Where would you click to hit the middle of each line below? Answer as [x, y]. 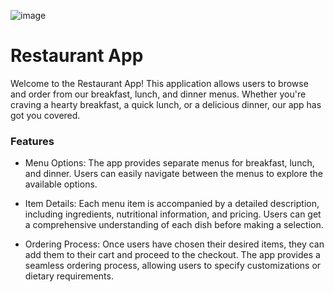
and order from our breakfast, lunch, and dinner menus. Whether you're [158, 94]
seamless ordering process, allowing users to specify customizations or [173, 266]
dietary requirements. [69, 276]
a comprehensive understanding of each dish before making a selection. [174, 225]
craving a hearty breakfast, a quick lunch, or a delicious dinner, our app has [166, 104]
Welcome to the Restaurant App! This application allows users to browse [159, 83]
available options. [61, 184]
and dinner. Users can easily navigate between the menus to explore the [173, 174]
